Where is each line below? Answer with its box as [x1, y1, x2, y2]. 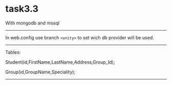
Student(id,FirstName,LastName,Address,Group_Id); [5, 59, 115, 65]
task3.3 [5, 3, 38, 15]
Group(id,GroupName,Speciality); [5, 69, 76, 75]
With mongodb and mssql [5, 20, 60, 26]
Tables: [5, 49, 21, 55]
